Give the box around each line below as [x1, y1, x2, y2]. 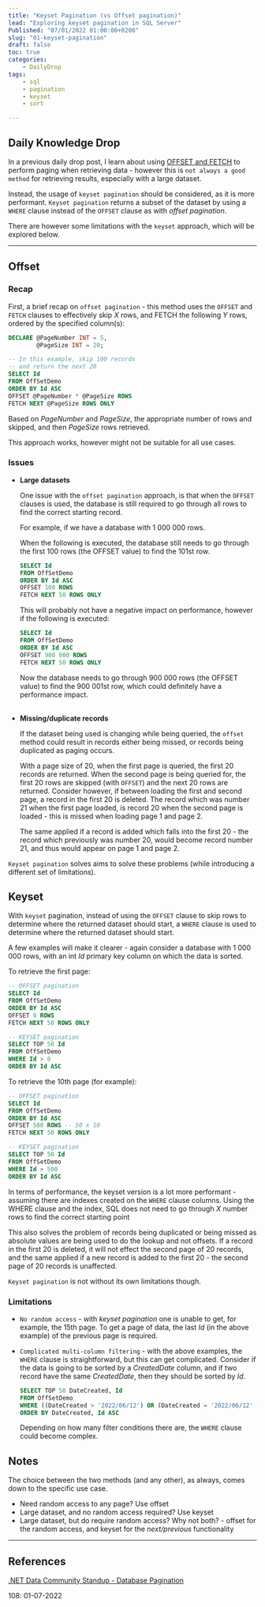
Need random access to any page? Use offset [19, 1499, 170, 1509]
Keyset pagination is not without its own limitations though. [8, 1276, 201, 1286]
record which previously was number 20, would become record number [19, 835, 253, 845]
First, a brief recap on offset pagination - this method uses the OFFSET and [8, 301, 253, 311]
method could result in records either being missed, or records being [19, 737, 244, 747]
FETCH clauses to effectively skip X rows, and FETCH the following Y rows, [8, 310, 248, 320]
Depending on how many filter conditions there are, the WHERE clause [19, 1423, 242, 1432]
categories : [8, 56, 47, 64]
